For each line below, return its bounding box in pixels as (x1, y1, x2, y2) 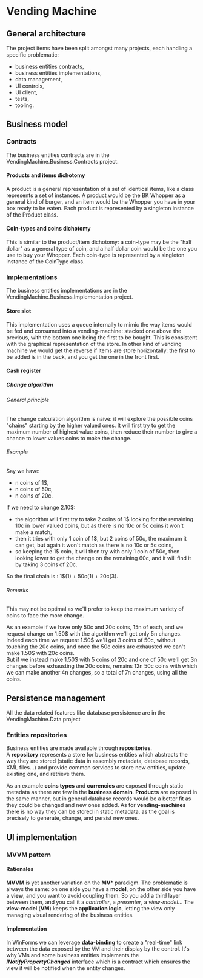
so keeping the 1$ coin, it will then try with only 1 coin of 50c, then (15, 547, 180, 555)
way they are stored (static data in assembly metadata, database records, (6, 757, 190, 765)
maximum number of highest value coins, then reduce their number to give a (6, 428, 198, 435)
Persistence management (6, 693, 106, 703)
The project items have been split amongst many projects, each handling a (6, 44, 193, 52)
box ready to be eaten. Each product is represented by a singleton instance (6, 204, 194, 212)
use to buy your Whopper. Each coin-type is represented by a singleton (6, 251, 185, 259)
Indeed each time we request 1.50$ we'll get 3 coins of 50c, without (6, 637, 176, 644)
